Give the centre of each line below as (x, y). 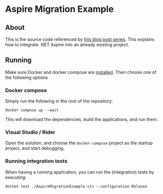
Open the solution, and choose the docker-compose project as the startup (79, 143)
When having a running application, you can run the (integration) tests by (80, 172)
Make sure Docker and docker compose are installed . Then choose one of (81, 72)
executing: (16, 177)
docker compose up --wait (32, 110)
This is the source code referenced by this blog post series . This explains (80, 39)
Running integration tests (36, 161)
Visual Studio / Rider (30, 132)
